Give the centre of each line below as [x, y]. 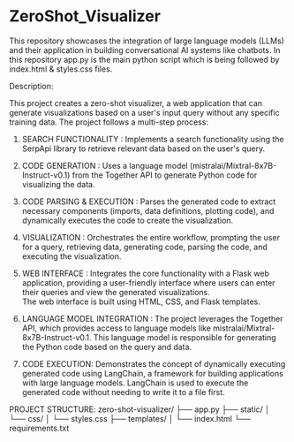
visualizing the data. [58, 184]
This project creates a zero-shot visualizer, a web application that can [136, 103]
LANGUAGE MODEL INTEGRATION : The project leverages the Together [152, 318]
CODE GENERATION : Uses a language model [105, 165]
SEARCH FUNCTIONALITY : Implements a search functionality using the [153, 139]
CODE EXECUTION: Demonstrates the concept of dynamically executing [154, 363]
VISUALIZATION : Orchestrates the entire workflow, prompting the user [151, 237]
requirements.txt [39, 428]
